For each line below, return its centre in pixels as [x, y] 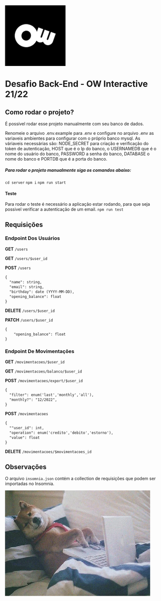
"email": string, [27, 287]
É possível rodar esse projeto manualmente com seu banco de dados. [74, 124]
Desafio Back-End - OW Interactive [77, 84]
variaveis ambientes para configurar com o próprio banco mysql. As [73, 138]
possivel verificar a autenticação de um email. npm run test [64, 210]
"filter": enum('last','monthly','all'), [52, 395]
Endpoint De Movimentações [40, 351]
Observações [26, 467]
